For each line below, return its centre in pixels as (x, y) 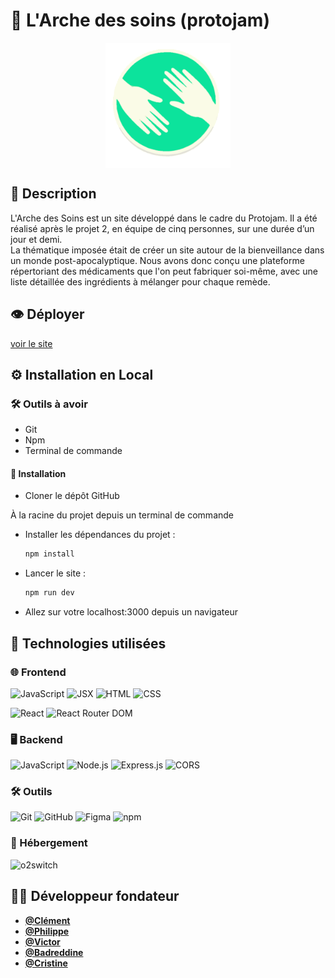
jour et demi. (36, 239)
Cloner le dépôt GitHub (72, 496)
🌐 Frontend (38, 672)
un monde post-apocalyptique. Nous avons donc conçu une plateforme (157, 260)
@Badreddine (54, 952)
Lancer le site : (55, 573)
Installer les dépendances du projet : (100, 535)
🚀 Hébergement (49, 843)
